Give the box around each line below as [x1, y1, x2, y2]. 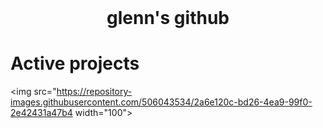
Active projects [10, 52, 140, 75]
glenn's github [106, 7, 230, 29]
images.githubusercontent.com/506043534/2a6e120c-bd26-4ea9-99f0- [10, 96, 313, 108]
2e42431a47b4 [10, 106, 73, 118]
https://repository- [56, 85, 133, 97]
